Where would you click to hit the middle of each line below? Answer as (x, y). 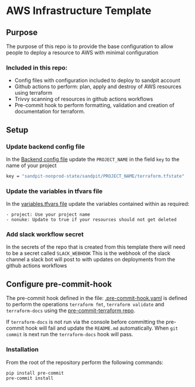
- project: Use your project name (48, 215)
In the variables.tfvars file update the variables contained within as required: (98, 204)
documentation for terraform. (50, 112)
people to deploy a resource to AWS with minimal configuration (82, 53)
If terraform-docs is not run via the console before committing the (85, 322)
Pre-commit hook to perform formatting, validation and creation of (94, 105)
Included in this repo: (37, 67)
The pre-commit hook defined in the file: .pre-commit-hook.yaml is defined (97, 298)
